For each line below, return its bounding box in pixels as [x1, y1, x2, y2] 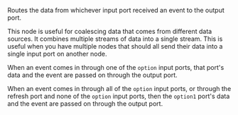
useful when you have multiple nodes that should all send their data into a [7, 42, 223, 50]
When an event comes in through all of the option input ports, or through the [7, 85, 232, 92]
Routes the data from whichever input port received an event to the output [7, 6, 225, 14]
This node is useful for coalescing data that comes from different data [7, 28, 212, 35]
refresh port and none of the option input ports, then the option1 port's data [7, 92, 230, 100]
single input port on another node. [7, 49, 107, 58]
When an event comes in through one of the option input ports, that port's [7, 63, 225, 71]
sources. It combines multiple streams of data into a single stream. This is [7, 35, 223, 43]
